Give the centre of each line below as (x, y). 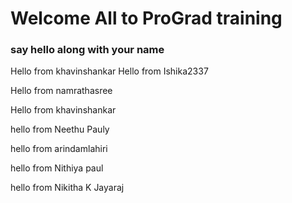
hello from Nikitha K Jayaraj (67, 188)
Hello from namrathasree (61, 91)
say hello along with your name (87, 50)
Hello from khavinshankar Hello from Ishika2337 (109, 71)
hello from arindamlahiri (59, 149)
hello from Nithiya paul (57, 168)
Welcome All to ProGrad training (146, 18)
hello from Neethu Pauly (60, 129)
